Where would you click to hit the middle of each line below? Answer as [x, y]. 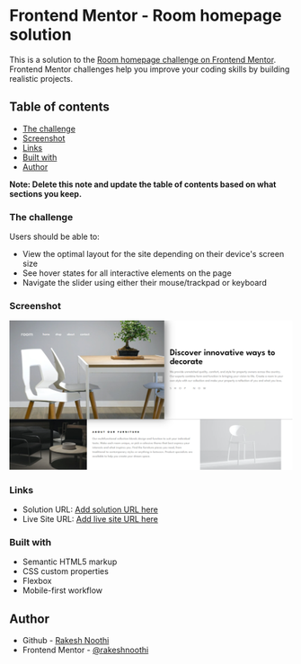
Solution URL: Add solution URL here [90, 509]
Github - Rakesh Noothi [66, 641]
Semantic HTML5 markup [70, 562]
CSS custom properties [66, 571]
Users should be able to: [55, 237]
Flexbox [37, 581]
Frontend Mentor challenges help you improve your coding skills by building [150, 69]
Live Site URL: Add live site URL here [90, 518]
